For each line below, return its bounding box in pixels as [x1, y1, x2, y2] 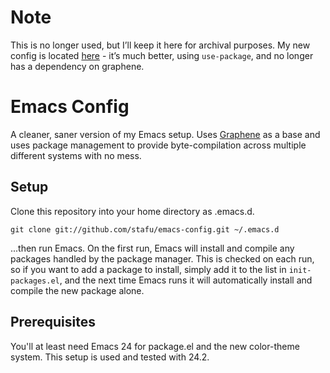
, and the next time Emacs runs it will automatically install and [59, 274, 313, 286]
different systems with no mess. [10, 149, 142, 161]
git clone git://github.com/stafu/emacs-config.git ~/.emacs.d [10, 224, 280, 235]
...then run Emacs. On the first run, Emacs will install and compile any [10, 242, 295, 254]
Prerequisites [10, 314, 96, 331]
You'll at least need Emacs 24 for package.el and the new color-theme [10, 340, 300, 352]
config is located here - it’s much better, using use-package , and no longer [10, 49, 314, 61]
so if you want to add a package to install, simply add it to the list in [10, 263, 287, 275]
